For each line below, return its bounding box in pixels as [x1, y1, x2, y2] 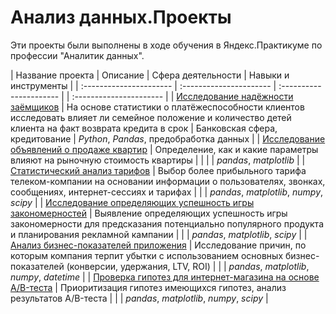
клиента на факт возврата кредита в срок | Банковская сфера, [10, 122, 278, 134]
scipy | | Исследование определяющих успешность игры [10, 196, 255, 208]
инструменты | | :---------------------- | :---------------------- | [10, 79, 277, 91]
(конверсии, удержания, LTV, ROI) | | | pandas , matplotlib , [66, 260, 310, 272]
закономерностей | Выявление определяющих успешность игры [10, 207, 288, 219]
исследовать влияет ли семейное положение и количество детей [10, 111, 292, 123]
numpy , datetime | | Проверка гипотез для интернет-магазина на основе [10, 271, 320, 283]
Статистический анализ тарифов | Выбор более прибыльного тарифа [10, 164, 307, 176]
